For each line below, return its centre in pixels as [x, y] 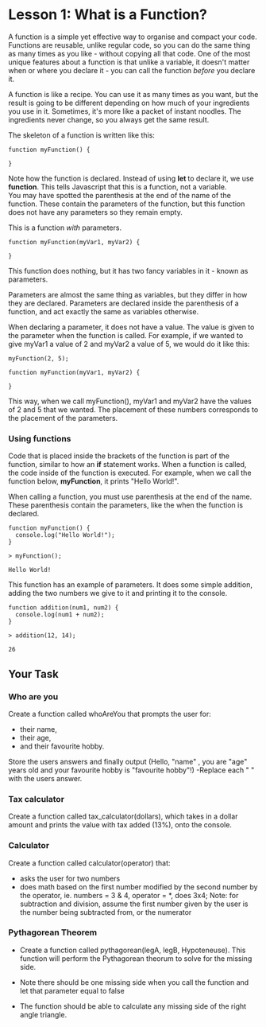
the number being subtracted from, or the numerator [106, 912]
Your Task [34, 674]
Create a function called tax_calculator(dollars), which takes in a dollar [123, 816]
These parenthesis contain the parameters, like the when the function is [126, 505]
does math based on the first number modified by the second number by [139, 887]
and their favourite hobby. [62, 746]
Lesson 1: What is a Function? [108, 15]
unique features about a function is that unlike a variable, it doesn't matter [129, 62]
